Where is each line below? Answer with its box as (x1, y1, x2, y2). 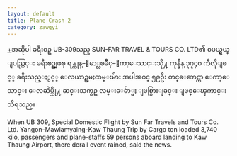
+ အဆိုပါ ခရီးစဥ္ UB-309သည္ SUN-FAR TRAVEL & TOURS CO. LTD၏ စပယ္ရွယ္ (7, 45, 230, 54)
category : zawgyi (7, 23, 59, 30)
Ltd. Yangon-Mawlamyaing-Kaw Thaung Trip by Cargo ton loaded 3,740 (7, 126, 218, 134)
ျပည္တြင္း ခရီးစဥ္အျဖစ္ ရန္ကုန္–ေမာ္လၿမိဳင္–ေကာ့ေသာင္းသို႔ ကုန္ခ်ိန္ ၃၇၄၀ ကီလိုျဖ (7, 59, 228, 67)
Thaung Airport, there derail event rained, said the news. (7, 140, 172, 149)
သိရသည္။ (7, 100, 36, 108)
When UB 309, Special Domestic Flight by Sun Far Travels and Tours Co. (7, 118, 219, 126)
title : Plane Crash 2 (7, 17, 71, 24)
